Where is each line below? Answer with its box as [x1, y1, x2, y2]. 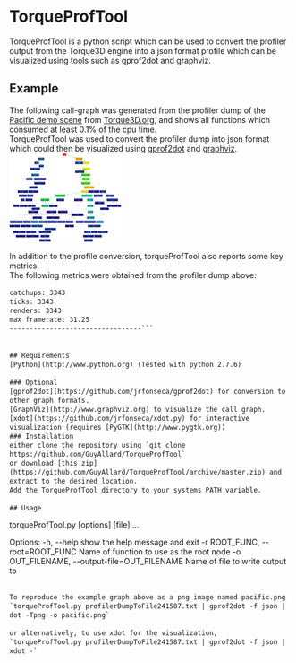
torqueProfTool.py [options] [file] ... [9, 519, 140, 530]
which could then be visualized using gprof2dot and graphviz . [9, 143, 238, 153]
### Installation [9, 432, 74, 441]
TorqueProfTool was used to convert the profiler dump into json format [9, 133, 270, 144]
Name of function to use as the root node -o [79, 545, 241, 557]
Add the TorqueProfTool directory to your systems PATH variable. [9, 485, 262, 494]
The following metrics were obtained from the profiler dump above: [9, 269, 257, 280]
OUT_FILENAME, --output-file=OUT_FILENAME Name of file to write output [9, 555, 287, 566]
